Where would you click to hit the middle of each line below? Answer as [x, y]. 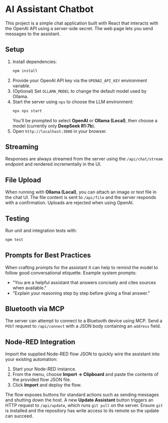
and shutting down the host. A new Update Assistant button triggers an [79, 400]
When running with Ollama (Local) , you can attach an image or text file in [81, 192]
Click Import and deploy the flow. [47, 385]
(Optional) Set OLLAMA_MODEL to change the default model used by [79, 91]
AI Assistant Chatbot [49, 9]
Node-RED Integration [40, 342]
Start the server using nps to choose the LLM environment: [73, 102]
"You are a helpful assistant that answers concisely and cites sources [84, 282]
